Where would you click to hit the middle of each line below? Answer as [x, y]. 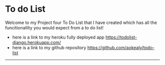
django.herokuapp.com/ [37, 42]
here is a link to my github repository [49, 47]
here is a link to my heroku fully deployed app [58, 37]
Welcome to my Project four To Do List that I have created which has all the [81, 22]
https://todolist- [121, 37]
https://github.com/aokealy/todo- [121, 47]
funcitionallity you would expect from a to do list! [55, 27]
